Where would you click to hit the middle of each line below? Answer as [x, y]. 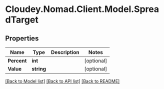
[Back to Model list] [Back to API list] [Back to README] [62, 81]
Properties [22, 38]
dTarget [22, 20]
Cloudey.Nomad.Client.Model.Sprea [82, 9]
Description [65, 52]
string [39, 69]
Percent [17, 61]
